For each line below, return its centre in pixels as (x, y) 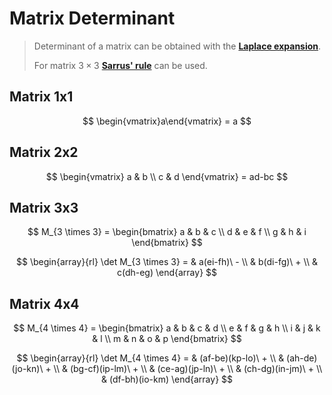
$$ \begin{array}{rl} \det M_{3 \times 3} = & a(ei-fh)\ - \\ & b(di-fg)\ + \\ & (167, 262)
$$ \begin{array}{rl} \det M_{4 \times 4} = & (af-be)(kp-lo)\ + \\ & (150, 358)
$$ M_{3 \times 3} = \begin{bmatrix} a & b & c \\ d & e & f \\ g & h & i (167, 232)
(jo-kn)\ (27, 369)
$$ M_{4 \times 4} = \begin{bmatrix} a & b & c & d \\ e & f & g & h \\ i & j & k (167, 328)
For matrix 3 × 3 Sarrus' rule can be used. (120, 65)
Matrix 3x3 (44, 207)
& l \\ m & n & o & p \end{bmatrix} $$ (167, 339)
